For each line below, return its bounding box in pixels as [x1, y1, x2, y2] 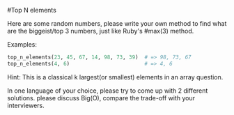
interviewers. [7, 101, 45, 109]
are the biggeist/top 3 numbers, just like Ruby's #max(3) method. [7, 27, 194, 35]
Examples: [7, 40, 37, 48]
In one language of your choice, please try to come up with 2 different [7, 86, 208, 95]
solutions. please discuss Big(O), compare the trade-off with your [7, 93, 195, 102]
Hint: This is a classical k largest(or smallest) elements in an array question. [7, 72, 224, 81]
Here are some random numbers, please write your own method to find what [7, 20, 227, 27]
